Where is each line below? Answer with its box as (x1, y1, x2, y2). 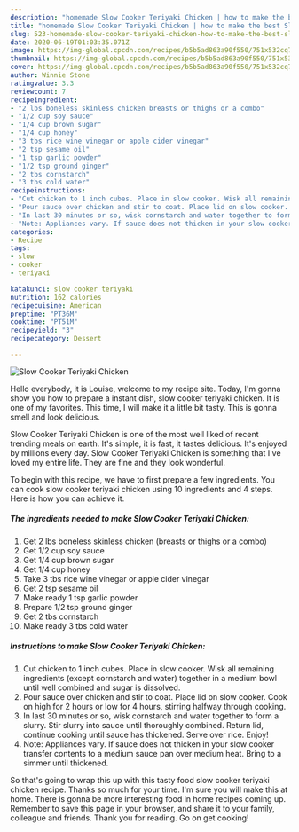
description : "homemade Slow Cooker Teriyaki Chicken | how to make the (10, 12, 285, 22)
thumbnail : (10, 54, 51, 63)
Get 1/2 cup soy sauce (22, 545, 105, 555)
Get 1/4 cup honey (22, 564, 91, 575)
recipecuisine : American (10, 301, 102, 310)
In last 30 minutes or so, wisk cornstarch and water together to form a (22, 710, 279, 721)
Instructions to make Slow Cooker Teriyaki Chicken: (10, 640, 206, 652)
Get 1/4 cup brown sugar (22, 554, 114, 565)
